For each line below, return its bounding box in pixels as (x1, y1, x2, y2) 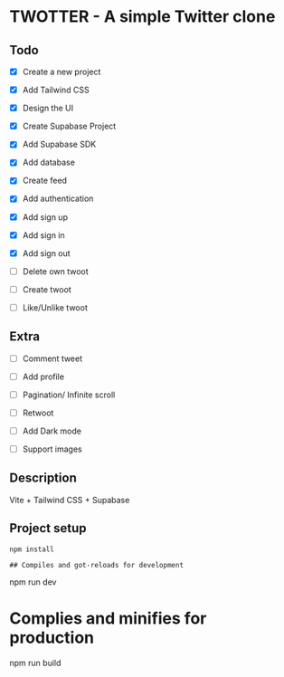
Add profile (22, 371, 65, 382)
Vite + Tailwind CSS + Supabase (9, 494, 130, 505)
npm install (9, 545, 54, 554)
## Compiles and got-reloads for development (9, 560, 184, 569)
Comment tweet (22, 353, 83, 364)
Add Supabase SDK (22, 138, 97, 150)
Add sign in (22, 229, 65, 241)
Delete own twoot (22, 265, 89, 277)
